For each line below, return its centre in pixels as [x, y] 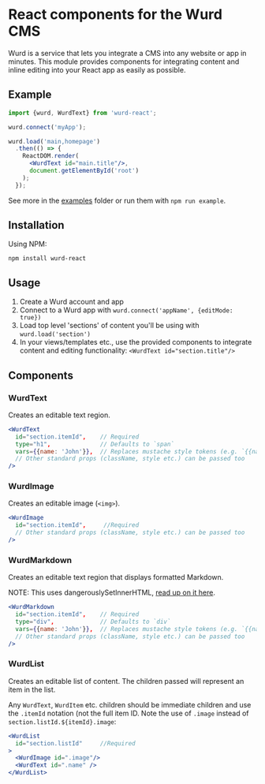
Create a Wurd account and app [72, 302]
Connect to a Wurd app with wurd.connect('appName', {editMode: [126, 310]
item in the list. [32, 689]
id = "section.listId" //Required [75, 743]
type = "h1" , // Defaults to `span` [95, 444]
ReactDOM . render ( [51, 156]
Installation [36, 225]
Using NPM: [28, 244]
